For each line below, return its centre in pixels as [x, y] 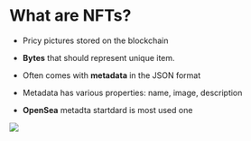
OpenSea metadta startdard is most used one [107, 110]
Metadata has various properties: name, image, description [132, 93]
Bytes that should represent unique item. [98, 57]
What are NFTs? [70, 16]
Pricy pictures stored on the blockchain [95, 40]
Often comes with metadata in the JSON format [112, 75]
